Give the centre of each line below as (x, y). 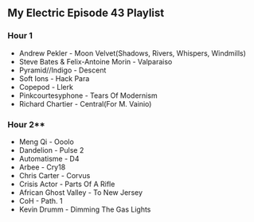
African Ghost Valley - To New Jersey (81, 192)
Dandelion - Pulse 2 (51, 150)
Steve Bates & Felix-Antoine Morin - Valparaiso (96, 61)
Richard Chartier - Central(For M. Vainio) (85, 103)
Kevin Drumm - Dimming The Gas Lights (85, 209)
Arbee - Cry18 (42, 167)
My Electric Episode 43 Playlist (86, 13)
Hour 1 (20, 36)
